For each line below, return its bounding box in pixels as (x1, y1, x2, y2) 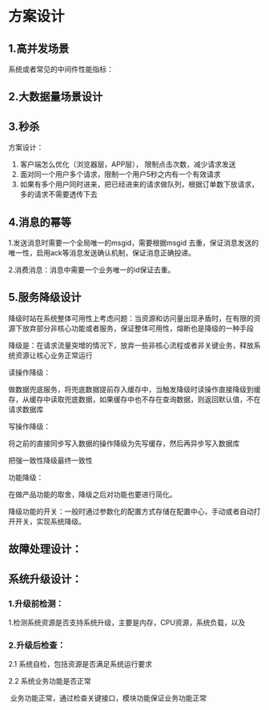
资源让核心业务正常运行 (14, 350, 93, 360)
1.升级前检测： (8, 598, 64, 609)
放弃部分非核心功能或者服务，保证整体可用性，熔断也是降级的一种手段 (22, 323, 254, 333)
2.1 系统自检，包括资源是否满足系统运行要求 (8, 660, 152, 669)
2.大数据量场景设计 (8, 90, 103, 104)
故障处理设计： (8, 542, 82, 556)
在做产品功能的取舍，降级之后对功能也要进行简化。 (8, 489, 177, 499)
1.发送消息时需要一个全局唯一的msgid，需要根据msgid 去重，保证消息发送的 (8, 238, 259, 248)
